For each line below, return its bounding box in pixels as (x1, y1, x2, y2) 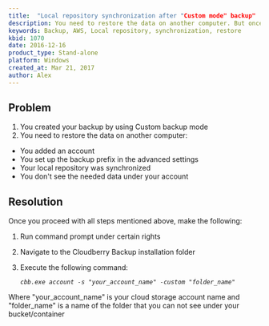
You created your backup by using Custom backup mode (19, 122, 208, 132)
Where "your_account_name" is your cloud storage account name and (8, 292, 240, 302)
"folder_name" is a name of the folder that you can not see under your (8, 301, 240, 311)
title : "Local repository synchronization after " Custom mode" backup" (8, 11, 256, 20)
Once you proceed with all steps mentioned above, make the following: (8, 216, 243, 226)
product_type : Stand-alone (8, 49, 98, 57)
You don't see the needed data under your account (19, 171, 189, 181)
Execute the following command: (19, 263, 128, 272)
